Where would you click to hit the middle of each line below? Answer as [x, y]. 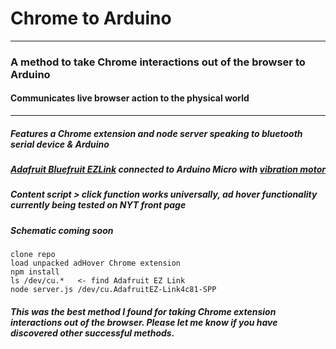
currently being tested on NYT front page [98, 205]
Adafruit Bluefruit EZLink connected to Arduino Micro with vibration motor [168, 169]
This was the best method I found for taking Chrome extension [143, 311]
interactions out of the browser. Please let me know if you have [144, 322]
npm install [35, 272]
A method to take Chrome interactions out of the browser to [158, 62]
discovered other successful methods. [92, 333]
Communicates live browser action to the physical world [130, 98]
